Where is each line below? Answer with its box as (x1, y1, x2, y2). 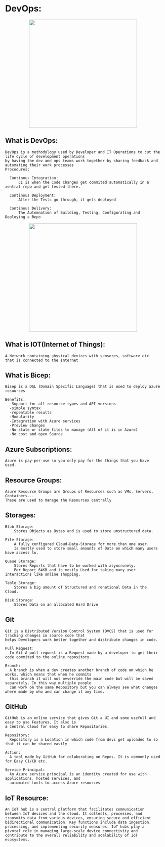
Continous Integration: (9, 175, 58, 180)
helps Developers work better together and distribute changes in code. (5, 637, 158, 642)
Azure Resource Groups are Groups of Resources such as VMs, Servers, (5, 489, 154, 494)
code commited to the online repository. (5, 654, 92, 660)
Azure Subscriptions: (5, 445, 73, 454)
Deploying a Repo (5, 214, 41, 219)
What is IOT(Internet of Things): (5, 340, 105, 349)
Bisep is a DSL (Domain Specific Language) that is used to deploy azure (5, 384, 161, 389)
